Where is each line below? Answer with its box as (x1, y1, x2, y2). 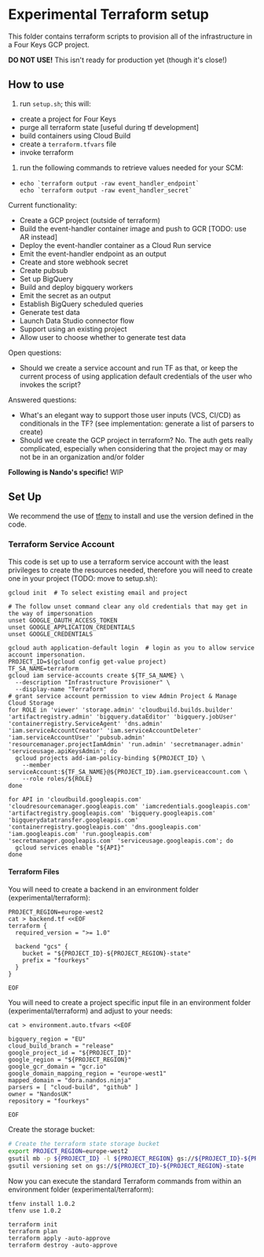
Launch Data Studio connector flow (19, 316, 135, 325)
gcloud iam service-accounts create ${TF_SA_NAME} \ (8, 671, 185, 679)
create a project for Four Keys (19, 114, 116, 124)
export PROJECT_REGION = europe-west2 (8, 1147, 128, 1155)
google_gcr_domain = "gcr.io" (8, 1063, 108, 1071)
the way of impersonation (8, 609, 93, 617)
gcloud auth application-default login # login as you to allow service (8, 644, 255, 652)
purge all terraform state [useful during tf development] (19, 122, 199, 131)
